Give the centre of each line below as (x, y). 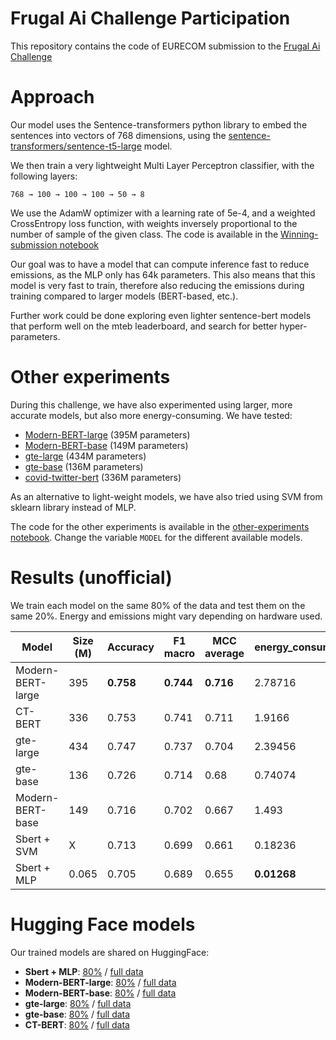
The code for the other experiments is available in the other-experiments (160, 526)
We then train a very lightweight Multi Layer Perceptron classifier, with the (162, 165)
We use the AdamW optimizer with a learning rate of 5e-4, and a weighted (163, 213)
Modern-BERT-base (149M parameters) (106, 445)
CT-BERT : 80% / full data (77, 1024)
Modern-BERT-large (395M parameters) (107, 434)
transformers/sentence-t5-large (76, 146)
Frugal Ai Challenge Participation (150, 18)
